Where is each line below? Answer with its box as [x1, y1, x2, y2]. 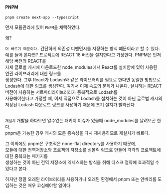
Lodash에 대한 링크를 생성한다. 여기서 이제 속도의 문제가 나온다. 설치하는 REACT [5, 83, 162, 89]
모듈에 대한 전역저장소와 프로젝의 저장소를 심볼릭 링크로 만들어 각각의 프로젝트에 [5, 147, 161, 153]
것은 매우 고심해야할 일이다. [18, 183, 72, 189]
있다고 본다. [5, 166, 28, 172]
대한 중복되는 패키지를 [5, 153, 48, 159]
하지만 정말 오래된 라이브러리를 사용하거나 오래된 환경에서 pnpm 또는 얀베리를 [5, 176, 157, 182]
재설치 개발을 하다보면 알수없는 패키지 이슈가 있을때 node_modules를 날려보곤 [5, 118, 156, 124]
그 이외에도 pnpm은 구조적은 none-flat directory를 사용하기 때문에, [5, 141, 137, 147]
